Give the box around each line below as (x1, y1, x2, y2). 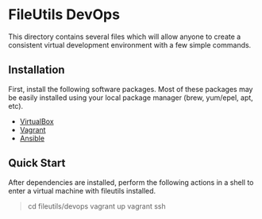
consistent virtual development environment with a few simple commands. (8, 40, 252, 49)
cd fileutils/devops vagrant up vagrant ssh (27, 201, 167, 211)
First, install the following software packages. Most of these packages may (8, 84, 253, 94)
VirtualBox (19, 117, 54, 126)
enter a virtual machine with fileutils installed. (8, 186, 156, 195)
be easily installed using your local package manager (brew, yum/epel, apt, (8, 93, 254, 102)
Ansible (19, 133, 45, 143)
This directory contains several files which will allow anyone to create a (8, 32, 241, 41)
